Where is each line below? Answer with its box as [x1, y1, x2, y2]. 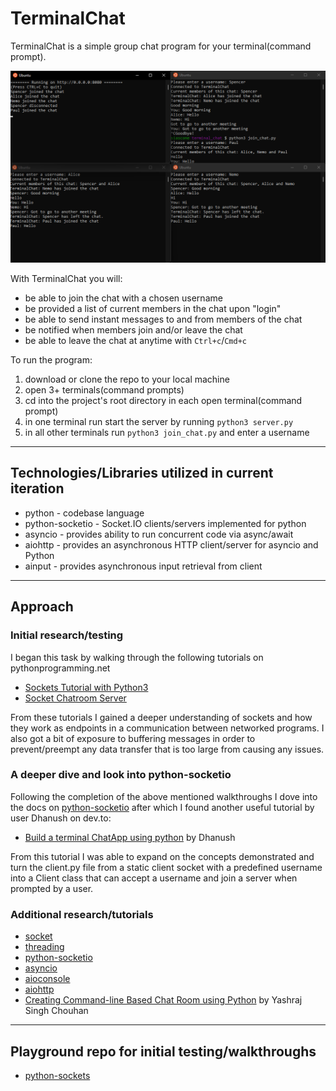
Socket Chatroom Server [24, 692, 127, 704]
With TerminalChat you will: [10, 273, 123, 285]
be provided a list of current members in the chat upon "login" [24, 303, 282, 315]
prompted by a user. [10, 882, 94, 894]
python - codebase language [24, 507, 145, 519]
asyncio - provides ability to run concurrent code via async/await [24, 528, 294, 540]
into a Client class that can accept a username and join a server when [10, 872, 298, 884]
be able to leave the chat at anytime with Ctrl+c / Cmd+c [24, 335, 247, 347]
